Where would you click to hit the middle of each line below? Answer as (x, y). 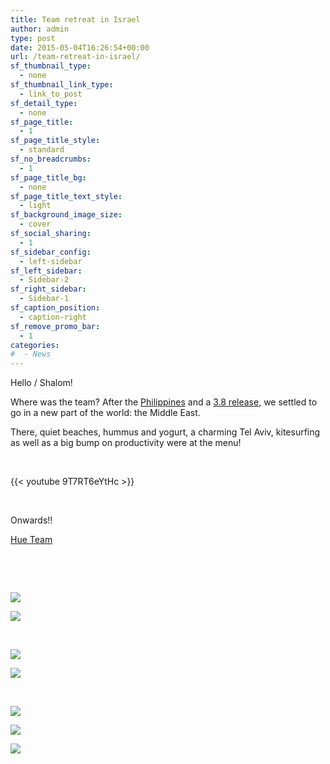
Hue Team (31, 540)
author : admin (40, 29)
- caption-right (53, 317)
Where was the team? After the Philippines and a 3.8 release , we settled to (164, 402)
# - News (31, 354)
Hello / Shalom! (41, 383)
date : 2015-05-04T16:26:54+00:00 (80, 47)
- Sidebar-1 (44, 299)
